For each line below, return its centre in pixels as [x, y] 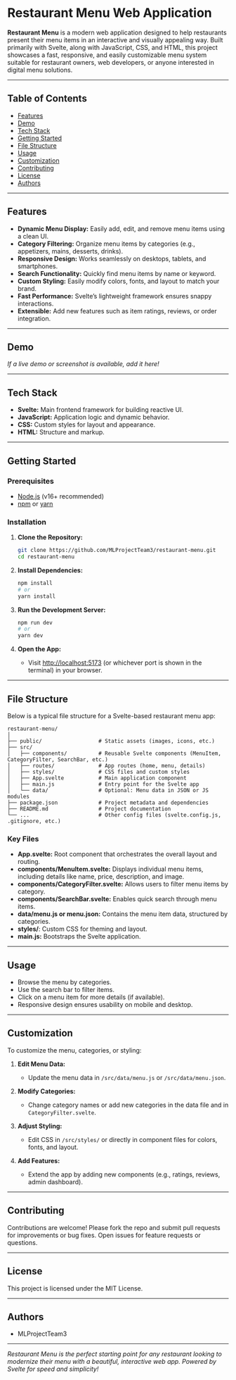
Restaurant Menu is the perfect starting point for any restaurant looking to [115, 1354]
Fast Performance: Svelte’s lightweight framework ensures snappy [114, 296]
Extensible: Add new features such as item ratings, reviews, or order [117, 310]
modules [19, 796]
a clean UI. [33, 236]
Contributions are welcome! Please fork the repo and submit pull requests [114, 1227]
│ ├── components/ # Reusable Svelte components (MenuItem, [114, 753]
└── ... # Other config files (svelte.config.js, [114, 815]
